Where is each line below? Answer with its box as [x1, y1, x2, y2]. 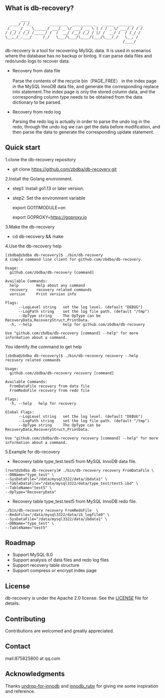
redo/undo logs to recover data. [5, 58, 70, 64]
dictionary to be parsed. [12, 99, 61, 105]
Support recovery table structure [12, 562, 80, 568]
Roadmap [5, 539, 36, 547]
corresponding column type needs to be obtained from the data [12, 94, 143, 100]
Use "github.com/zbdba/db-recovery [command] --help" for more [5, 331, 139, 336]
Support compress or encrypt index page [12, 568, 97, 574]
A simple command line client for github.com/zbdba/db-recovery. [5, 257, 143, 262]
